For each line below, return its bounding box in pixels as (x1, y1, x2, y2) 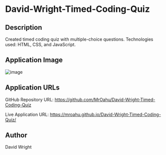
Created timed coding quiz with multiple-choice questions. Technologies (5, 36, 154, 42)
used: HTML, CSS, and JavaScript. (5, 42, 76, 48)
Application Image (5, 56, 63, 64)
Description (5, 23, 42, 32)
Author (5, 131, 27, 140)
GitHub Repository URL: (5, 97, 54, 103)
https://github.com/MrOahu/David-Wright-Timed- (54, 97, 156, 103)
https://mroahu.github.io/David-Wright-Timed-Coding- (50, 111, 161, 117)
